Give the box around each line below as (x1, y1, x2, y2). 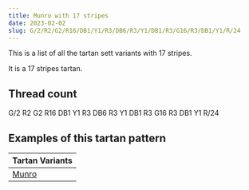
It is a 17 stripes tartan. (8, 64, 83, 73)
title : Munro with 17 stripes (8, 11, 109, 20)
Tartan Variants (12, 155, 73, 166)
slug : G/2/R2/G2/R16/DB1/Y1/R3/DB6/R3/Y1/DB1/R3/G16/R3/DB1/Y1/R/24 (8, 26, 241, 34)
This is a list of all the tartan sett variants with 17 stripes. (8, 49, 193, 58)
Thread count (8, 87, 77, 101)
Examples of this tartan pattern (8, 131, 166, 144)
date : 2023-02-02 (8, 19, 66, 27)
